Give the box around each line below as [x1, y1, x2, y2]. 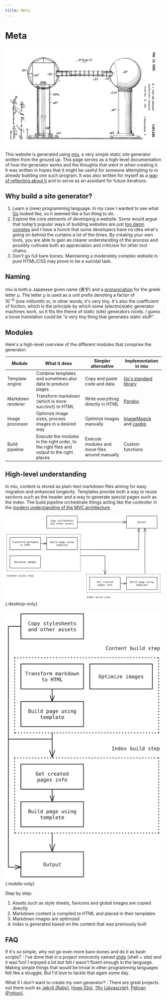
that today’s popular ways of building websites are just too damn [12, 221, 145, 227]
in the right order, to [36, 438, 77, 444]
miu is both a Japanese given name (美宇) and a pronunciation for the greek [5, 286, 161, 292]
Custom [123, 441, 140, 447]
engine [7, 381, 21, 387]
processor [7, 421, 28, 427]
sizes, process [36, 416, 66, 422]
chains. [12, 248, 28, 253]
